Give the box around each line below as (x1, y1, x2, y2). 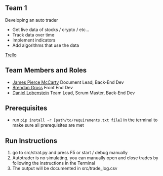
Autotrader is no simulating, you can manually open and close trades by (12, 155, 159, 161)
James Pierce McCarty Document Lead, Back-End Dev (12, 79, 124, 85)
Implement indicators (12, 37, 56, 43)
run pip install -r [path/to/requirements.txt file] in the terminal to (12, 117, 158, 123)
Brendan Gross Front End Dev (12, 84, 73, 90)
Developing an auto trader (5, 17, 58, 23)
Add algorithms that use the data (12, 42, 79, 48)
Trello (5, 52, 17, 58)
